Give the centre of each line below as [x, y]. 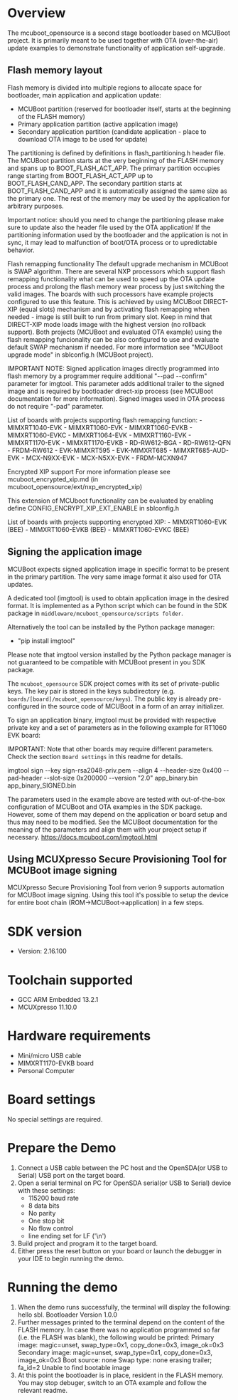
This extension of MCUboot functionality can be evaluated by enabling [111, 501]
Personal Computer [46, 1071]
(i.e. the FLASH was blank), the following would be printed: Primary [116, 1337]
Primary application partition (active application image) [98, 124]
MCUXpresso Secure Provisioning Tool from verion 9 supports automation [116, 887]
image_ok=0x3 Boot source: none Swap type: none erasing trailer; [114, 1360]
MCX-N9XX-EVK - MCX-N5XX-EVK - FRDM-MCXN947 [107, 458]
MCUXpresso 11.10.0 [47, 1007]
